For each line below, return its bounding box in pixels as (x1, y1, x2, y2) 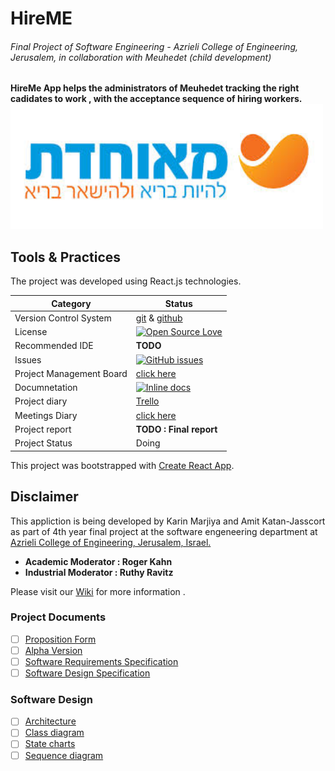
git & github (135, 312, 183, 324)
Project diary (14, 395, 68, 407)
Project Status (14, 437, 73, 449)
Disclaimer (10, 488, 79, 506)
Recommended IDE (14, 340, 94, 352)
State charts (24, 738, 76, 750)
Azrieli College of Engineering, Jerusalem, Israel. (10, 536, 212, 548)
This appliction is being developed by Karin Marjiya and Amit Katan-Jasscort (10, 515, 326, 527)
